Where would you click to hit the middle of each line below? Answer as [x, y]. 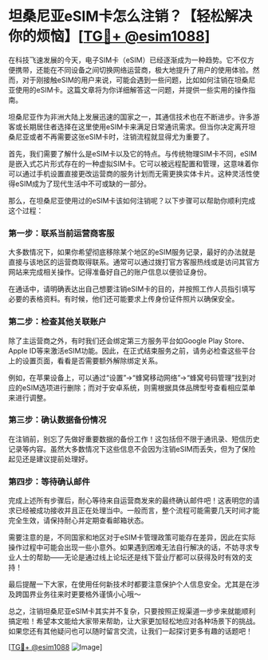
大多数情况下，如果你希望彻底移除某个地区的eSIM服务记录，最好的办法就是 [132, 252]
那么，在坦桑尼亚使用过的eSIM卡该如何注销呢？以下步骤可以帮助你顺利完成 [132, 200]
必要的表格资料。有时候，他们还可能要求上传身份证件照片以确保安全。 [124, 299]
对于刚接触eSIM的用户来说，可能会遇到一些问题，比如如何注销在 [128, 80]
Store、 [237, 341]
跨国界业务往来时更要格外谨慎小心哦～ [78, 595]
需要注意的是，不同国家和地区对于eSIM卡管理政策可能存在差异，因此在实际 [132, 537]
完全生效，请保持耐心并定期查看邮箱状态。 [78, 520]
